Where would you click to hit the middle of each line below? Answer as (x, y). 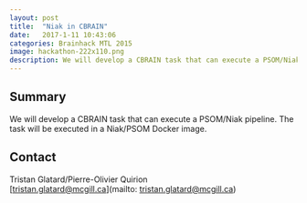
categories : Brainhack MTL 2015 (71, 43)
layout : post (34, 18)
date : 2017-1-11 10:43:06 (63, 35)
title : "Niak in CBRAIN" (58, 26)
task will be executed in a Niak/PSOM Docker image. (108, 128)
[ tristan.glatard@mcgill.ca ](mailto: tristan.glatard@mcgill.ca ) (123, 188)
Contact (33, 157)
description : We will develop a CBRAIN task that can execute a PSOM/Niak (155, 60)
